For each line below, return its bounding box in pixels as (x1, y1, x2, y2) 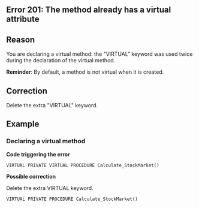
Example (6, 119, 40, 129)
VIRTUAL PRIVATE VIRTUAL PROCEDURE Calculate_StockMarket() (6, 162, 160, 168)
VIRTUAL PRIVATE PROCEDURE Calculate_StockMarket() (6, 196, 138, 202)
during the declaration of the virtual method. (6, 57, 116, 64)
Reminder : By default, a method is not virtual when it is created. (6, 68, 164, 76)
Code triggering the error (6, 150, 70, 158)
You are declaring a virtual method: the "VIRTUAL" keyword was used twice (6, 50, 193, 58)
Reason (6, 34, 35, 44)
